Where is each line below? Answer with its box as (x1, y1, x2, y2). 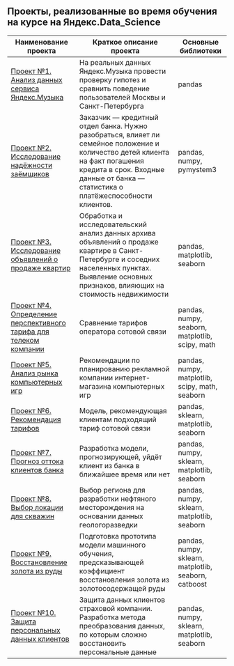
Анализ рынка (10, 369, 58, 378)
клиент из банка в (79, 460, 140, 470)
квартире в (79, 245, 117, 255)
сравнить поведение (79, 84, 150, 93)
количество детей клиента (79, 147, 170, 157)
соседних (127, 254, 160, 264)
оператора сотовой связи (79, 327, 167, 336)
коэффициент (79, 566, 125, 575)
